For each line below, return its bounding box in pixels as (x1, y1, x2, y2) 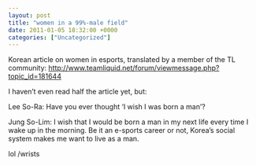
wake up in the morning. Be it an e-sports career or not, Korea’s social (8, 126, 236, 135)
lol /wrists (8, 149, 40, 159)
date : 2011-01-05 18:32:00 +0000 (8, 26, 118, 34)
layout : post (8, 11, 51, 20)
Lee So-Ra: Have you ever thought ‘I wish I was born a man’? (8, 102, 206, 112)
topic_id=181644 (8, 71, 61, 81)
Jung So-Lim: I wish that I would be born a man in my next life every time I (8, 117, 249, 126)
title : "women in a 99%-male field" (8, 19, 128, 27)
